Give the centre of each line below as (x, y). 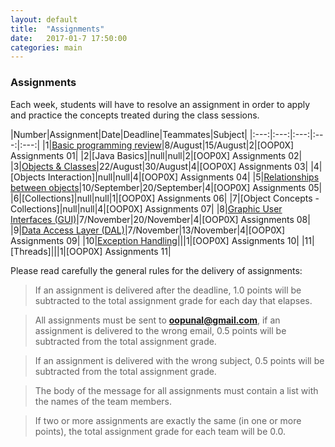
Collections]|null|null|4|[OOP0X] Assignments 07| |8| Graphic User (146, 208)
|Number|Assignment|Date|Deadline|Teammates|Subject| (129, 134)
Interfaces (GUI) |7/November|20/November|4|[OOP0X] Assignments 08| (160, 219)
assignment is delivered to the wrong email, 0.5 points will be (160, 330)
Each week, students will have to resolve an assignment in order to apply (160, 104)
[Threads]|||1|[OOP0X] (56, 251)
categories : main (46, 47)
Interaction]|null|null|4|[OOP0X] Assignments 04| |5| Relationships (183, 177)
